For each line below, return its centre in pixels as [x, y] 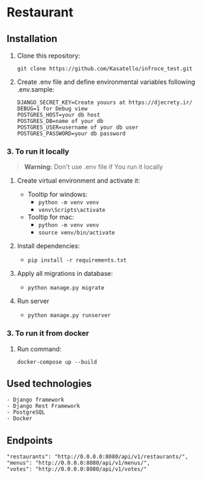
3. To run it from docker [48, 334]
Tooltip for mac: [51, 217]
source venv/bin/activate [76, 233]
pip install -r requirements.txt [77, 260]
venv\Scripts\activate [72, 210]
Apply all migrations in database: [65, 274]
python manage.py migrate [66, 288]
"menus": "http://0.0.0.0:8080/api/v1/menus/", [79, 463]
